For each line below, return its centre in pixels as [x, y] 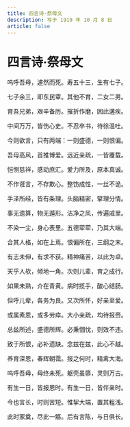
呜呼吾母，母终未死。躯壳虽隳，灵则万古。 [67, 373]
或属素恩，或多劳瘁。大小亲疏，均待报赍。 [67, 315]
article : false [29, 26]
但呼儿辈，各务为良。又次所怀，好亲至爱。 [67, 300]
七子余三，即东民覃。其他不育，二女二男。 [67, 97]
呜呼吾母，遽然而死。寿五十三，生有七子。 [67, 82]
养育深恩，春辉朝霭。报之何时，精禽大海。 [67, 359]
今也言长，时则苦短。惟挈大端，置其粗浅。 [67, 402]
